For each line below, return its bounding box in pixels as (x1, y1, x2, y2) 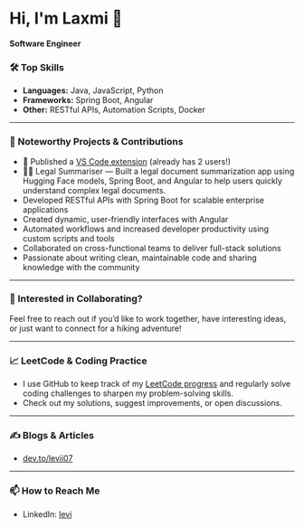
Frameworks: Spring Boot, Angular (22, 95, 154, 106)
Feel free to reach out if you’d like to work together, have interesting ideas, (9, 313, 287, 324)
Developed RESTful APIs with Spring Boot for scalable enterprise (22, 194, 265, 205)
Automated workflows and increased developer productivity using (22, 223, 270, 234)
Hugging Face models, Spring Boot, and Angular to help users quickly (22, 175, 283, 186)
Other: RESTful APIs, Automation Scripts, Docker (22, 104, 205, 116)
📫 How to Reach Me (9, 485, 100, 497)
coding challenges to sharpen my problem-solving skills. (22, 388, 233, 399)
